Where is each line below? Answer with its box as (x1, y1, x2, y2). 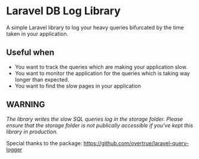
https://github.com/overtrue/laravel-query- (83, 139, 189, 146)
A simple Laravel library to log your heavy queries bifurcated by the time (6, 24, 184, 31)
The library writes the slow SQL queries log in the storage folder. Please (6, 115, 183, 123)
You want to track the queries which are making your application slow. (14, 63, 188, 70)
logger (6, 146, 23, 153)
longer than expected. (14, 76, 70, 83)
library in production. (6, 128, 58, 135)
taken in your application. (6, 30, 69, 37)
